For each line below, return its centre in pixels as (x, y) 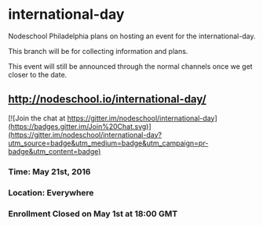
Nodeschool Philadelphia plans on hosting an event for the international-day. (132, 36)
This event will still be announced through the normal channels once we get (130, 66)
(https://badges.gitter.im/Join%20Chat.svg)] (80, 126)
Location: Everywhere (51, 192)
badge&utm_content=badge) (55, 151)
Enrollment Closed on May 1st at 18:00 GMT (93, 213)
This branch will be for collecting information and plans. (98, 51)
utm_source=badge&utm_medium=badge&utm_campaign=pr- (108, 143)
